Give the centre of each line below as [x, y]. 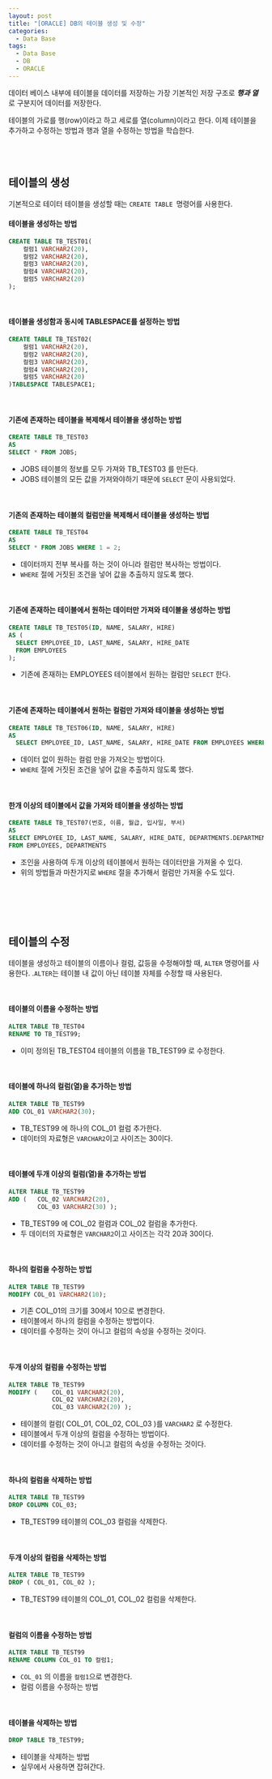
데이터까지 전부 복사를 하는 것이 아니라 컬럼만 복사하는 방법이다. [120, 564]
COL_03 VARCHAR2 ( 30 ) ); [77, 1207]
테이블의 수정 [39, 942]
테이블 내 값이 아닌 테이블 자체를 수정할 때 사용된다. [141, 973]
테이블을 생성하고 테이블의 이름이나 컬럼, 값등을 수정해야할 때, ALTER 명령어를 [130, 962]
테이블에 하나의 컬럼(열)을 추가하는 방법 [70, 1087]
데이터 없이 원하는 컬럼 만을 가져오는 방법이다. [93, 760]
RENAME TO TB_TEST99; [45, 1034]
